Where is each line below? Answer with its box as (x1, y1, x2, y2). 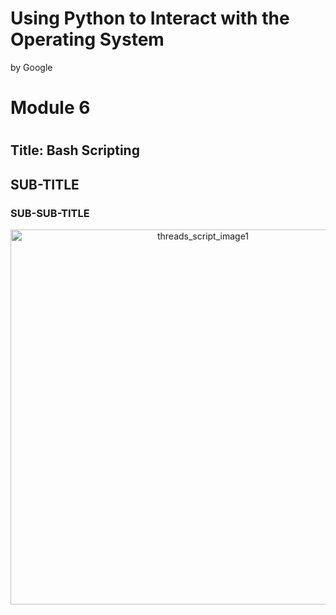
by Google (10, 61, 53, 73)
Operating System (10, 28, 165, 51)
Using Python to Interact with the (10, 7, 290, 30)
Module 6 (10, 97, 91, 119)
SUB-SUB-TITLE (10, 206, 90, 220)
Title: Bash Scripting (10, 142, 140, 159)
